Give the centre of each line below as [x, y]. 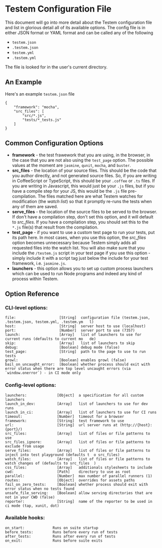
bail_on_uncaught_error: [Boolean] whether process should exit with [78, 365]
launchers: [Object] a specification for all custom [74, 395]
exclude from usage [25, 446]
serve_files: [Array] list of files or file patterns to [78, 450]
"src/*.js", [35, 116]
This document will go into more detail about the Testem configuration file [79, 22]
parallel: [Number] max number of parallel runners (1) [79, 476]
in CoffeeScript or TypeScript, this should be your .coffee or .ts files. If [83, 181]
